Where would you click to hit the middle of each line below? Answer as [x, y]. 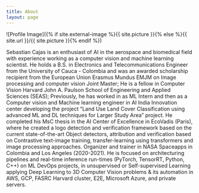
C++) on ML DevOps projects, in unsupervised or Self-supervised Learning [98, 165]
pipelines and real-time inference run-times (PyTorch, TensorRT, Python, [95, 159]
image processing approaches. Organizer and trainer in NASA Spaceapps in [99, 147]
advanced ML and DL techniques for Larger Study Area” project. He [89, 115]
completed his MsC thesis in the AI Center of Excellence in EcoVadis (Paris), [99, 121]
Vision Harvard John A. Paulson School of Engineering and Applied [88, 90]
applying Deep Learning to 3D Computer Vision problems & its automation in [100, 172]
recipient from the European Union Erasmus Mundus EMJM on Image [91, 77]
